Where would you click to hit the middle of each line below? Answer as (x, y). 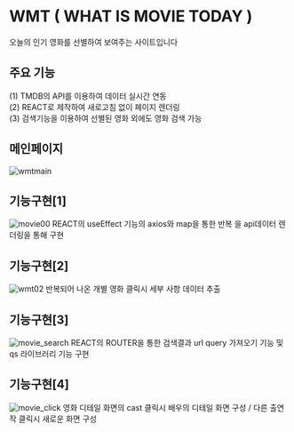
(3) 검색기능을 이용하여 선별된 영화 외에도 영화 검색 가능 (106, 118)
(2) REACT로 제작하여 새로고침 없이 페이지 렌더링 (95, 107)
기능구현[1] (38, 200)
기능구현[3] (39, 320)
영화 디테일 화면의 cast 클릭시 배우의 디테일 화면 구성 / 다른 (165, 407)
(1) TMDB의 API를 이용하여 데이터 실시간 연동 (88, 96)
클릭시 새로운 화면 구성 (58, 419)
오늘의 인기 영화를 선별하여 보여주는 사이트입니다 (94, 42)
